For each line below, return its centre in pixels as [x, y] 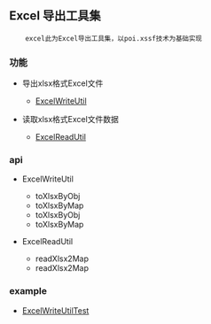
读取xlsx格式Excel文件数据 [70, 120]
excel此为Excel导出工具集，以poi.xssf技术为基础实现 [113, 38]
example [28, 291]
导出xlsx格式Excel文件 [63, 83]
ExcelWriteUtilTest [55, 310]
